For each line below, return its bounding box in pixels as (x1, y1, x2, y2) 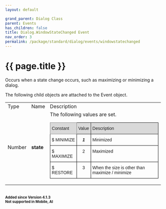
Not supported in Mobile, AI (5, 199, 53, 204)
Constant (51, 125, 70, 131)
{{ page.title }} (5, 60, 66, 72)
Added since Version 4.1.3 (5, 195, 51, 200)
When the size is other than (92, 164, 145, 170)
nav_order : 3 (5, 35, 32, 40)
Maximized (92, 148, 114, 154)
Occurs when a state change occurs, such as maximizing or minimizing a (5, 77, 154, 83)
